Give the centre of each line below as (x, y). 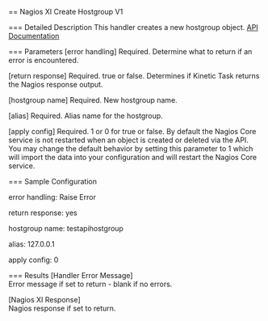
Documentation (34, 36)
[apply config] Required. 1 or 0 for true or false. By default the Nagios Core (132, 131)
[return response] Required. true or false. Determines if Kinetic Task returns (134, 76)
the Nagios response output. (56, 84)
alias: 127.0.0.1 (31, 244)
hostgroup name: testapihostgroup (66, 228)
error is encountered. (44, 60)
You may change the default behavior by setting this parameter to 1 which (131, 148)
